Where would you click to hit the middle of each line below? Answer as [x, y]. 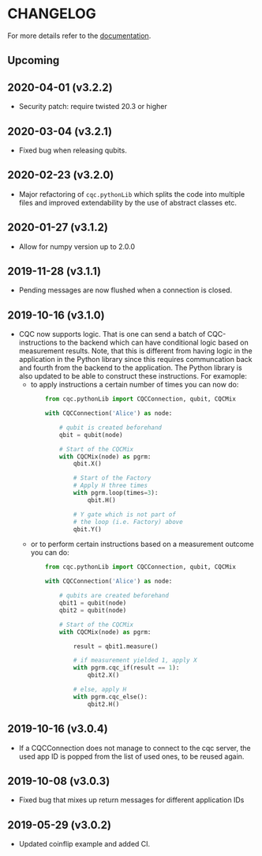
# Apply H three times [110, 486]
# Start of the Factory [112, 478]
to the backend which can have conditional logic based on [154, 343]
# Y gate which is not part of [125, 515]
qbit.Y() [87, 529]
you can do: [50, 552]
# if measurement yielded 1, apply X [135, 661]
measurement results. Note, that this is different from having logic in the [136, 351]
